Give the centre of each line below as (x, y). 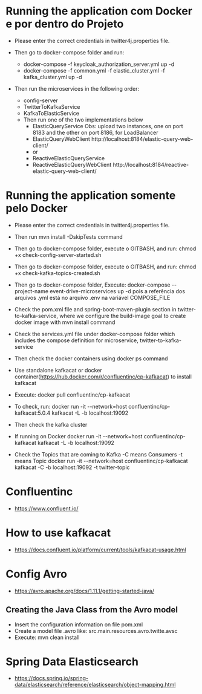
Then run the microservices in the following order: (77, 88)
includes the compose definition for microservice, (76, 340)
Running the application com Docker (99, 11)
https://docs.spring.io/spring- (51, 678)
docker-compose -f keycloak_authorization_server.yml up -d (99, 64)
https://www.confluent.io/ (47, 508)
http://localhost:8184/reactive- (151, 164)
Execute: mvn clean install (47, 637)
